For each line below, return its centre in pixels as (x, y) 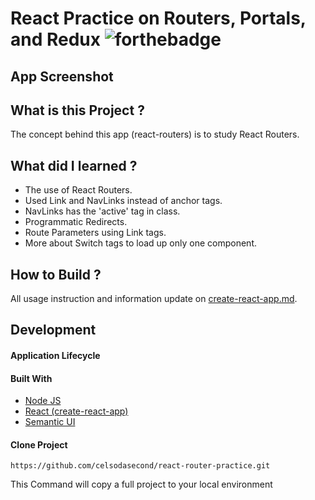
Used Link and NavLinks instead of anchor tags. (123, 201)
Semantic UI (50, 422)
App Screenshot (62, 76)
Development (53, 330)
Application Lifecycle (55, 355)
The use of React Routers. (78, 190)
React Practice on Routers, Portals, (158, 18)
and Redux (56, 39)
